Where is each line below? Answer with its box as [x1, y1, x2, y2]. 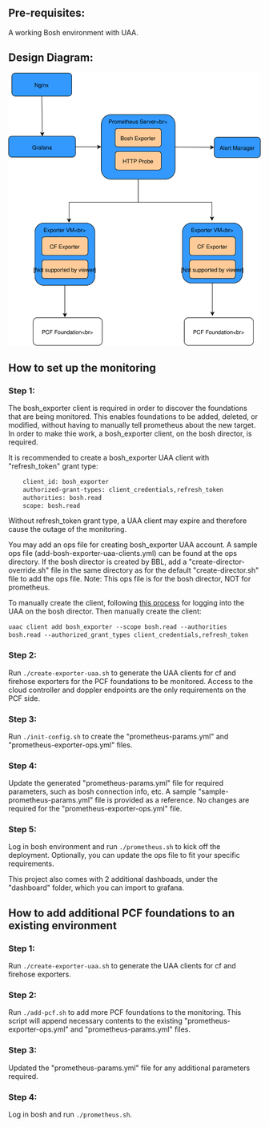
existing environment [8, 919, 118, 932]
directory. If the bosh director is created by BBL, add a [8, 557, 187, 567]
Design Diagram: [8, 51, 94, 65]
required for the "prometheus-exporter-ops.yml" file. [8, 804, 183, 814]
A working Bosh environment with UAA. [8, 27, 139, 37]
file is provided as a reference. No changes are [94, 795, 250, 805]
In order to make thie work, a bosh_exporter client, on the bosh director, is [8, 429, 252, 439]
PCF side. [8, 693, 40, 703]
